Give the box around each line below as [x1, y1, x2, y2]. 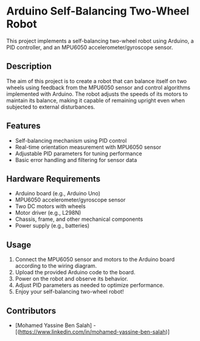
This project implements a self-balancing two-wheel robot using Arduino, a [6, 37, 195, 44]
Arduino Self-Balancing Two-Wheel [6, 4, 190, 18]
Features [6, 121, 41, 131]
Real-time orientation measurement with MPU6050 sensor [15, 143, 162, 150]
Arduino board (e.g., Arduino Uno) [15, 190, 101, 197]
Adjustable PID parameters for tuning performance [15, 150, 142, 157]
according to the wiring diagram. [15, 262, 97, 269]
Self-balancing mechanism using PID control [15, 137, 127, 144]
